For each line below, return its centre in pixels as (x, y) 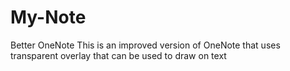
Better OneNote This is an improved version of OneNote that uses (145, 45)
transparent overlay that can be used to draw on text (118, 55)
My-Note (48, 17)
